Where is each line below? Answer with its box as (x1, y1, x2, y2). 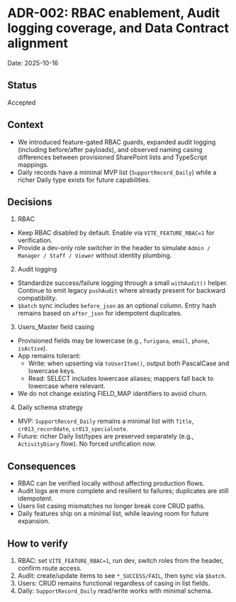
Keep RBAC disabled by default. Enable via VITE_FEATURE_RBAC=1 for (17, 229, 215, 237)
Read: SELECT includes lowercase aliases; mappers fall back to (28, 375, 214, 383)
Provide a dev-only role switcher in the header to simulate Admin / (17, 244, 210, 252)
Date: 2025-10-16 (7, 58, 59, 67)
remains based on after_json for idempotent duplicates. (17, 309, 183, 318)
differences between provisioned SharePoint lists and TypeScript (17, 153, 208, 161)
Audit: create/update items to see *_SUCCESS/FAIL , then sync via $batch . (17, 571, 227, 580)
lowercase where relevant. (28, 382, 106, 390)
